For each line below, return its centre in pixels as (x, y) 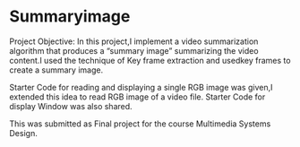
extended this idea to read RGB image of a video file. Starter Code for (137, 97)
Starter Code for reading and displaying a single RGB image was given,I (141, 87)
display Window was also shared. (71, 106)
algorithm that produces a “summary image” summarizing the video (134, 50)
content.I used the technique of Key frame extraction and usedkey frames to (150, 60)
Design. (23, 133)
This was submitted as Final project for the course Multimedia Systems (140, 124)
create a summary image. (56, 70)
